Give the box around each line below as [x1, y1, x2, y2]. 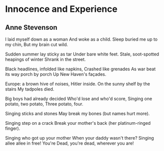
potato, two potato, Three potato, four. [5, 101, 83, 107]
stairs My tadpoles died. [5, 86, 55, 92]
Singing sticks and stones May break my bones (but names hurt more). [5, 110, 150, 116]
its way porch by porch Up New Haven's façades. [5, 71, 107, 77]
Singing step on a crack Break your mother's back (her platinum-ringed [5, 120, 151, 126]
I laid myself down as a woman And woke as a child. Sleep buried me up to [5, 36, 158, 42]
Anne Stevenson [5, 23, 58, 32]
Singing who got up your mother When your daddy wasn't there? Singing [5, 135, 154, 141]
